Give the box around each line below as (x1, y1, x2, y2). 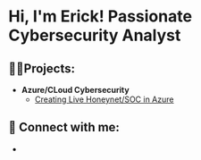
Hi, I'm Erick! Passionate (8, 6, 193, 27)
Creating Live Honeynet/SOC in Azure (34, 94, 174, 105)
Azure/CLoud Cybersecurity (21, 85, 130, 95)
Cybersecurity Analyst (8, 25, 181, 46)
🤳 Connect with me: (8, 120, 120, 135)
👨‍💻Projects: (8, 61, 75, 76)
